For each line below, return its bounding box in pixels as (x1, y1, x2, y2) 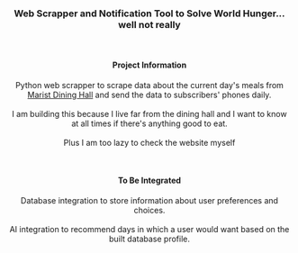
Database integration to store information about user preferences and (20, 194, 279, 205)
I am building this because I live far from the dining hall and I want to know (11, 108, 288, 119)
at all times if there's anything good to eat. (71, 118, 228, 129)
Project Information (112, 59, 187, 70)
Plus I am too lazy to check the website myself (63, 137, 236, 148)
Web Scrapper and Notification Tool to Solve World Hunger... (14, 7, 285, 20)
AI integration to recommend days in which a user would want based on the (9, 223, 290, 234)
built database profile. (109, 233, 190, 244)
